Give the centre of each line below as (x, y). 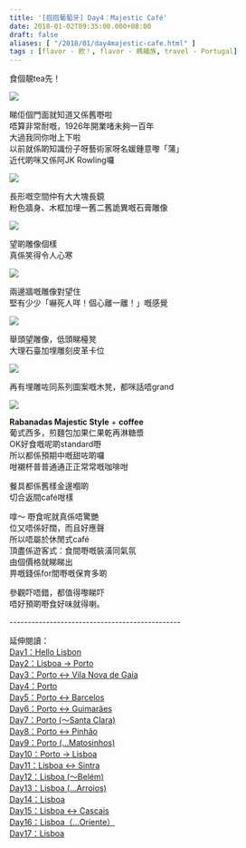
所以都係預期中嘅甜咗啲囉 (57, 455)
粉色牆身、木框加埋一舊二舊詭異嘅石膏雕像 (89, 208)
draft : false (34, 34)
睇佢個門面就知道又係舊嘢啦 (61, 115)
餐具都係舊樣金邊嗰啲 (49, 486)
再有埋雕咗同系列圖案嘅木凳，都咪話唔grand (92, 387)
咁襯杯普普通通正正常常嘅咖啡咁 (69, 467)
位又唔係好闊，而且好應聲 (57, 528)
